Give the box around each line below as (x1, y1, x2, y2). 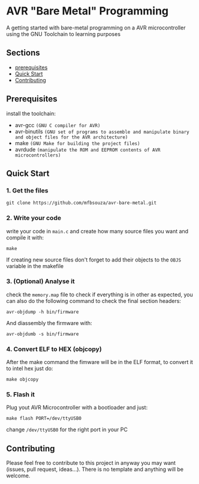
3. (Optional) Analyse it (6, 277, 75, 285)
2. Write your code (6, 214, 62, 223)
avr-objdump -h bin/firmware (6, 309, 79, 315)
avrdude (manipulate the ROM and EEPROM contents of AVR (14, 146, 161, 153)
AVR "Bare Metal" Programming (6, 4, 169, 18)
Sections (6, 48, 40, 58)
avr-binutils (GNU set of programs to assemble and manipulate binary (14, 128, 190, 135)
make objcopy (6, 377, 39, 383)
